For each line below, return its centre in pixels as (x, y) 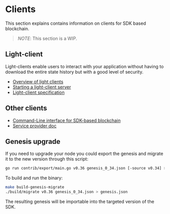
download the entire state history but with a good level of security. (74, 72)
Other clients (26, 108)
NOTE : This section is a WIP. (47, 38)
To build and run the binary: (34, 178)
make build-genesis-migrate (35, 187)
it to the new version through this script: (47, 159)
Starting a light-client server (42, 87)
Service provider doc (34, 126)
